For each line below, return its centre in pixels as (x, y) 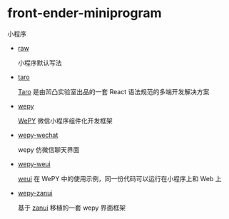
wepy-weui (34, 164)
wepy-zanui (35, 193)
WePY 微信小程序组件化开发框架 (65, 121)
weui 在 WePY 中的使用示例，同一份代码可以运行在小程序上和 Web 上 (120, 178)
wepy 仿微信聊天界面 (49, 149)
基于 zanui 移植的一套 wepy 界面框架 (72, 208)
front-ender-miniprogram (85, 13)
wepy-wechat (38, 135)
